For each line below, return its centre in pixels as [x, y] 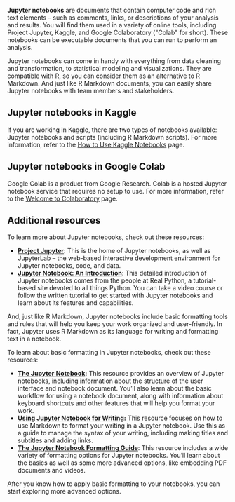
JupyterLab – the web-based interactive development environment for [119, 258]
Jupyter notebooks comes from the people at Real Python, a [105, 280]
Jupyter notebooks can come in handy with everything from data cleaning [114, 61]
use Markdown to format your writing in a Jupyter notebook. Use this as [121, 426]
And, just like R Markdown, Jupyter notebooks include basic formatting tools [117, 317]
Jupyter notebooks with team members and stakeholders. [91, 91]
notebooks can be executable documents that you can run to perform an [112, 40]
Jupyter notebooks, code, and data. [69, 266]
